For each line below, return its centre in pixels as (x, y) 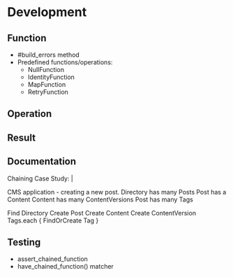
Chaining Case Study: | (40, 178)
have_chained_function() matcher (65, 267)
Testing (24, 242)
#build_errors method (48, 55)
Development (47, 12)
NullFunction (46, 70)
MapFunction (47, 84)
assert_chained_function (53, 259)
